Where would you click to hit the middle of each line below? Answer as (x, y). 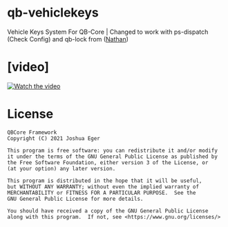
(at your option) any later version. (61, 168)
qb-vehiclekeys (53, 13)
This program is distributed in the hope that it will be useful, (105, 181)
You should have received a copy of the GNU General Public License (108, 211)
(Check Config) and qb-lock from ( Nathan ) (68, 39)
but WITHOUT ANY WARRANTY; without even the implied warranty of (103, 187)
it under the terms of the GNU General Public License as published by (112, 157)
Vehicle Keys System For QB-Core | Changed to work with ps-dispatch (108, 32)
